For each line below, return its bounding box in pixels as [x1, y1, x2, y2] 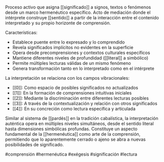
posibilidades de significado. [5, 142, 64, 148]
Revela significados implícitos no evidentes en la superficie [12, 45, 134, 50]
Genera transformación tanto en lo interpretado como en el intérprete [12, 65, 155, 71]
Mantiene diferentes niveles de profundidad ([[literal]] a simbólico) [12, 55, 149, 61]
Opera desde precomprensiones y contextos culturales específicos [12, 50, 151, 55]
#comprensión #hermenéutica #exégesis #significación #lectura [5, 151, 138, 157]
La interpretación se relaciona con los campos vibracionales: [5, 75, 130, 81]
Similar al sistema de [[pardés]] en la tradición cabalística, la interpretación [5, 115, 159, 121]
